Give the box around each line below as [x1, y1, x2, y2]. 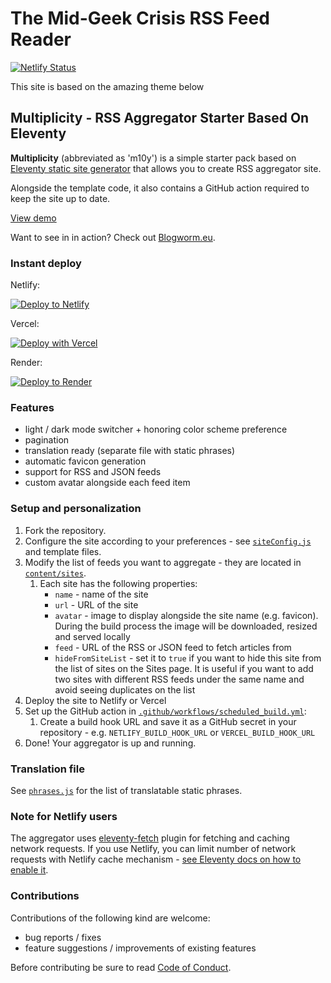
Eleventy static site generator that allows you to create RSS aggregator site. [10, 162, 322, 174]
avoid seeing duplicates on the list [54, 683, 196, 696]
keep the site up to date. [10, 192, 111, 204]
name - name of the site [54, 588, 149, 600]
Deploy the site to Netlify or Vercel [24, 694, 167, 706]
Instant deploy [10, 256, 82, 270]
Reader [10, 28, 72, 51]
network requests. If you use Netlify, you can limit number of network [10, 843, 297, 855]
